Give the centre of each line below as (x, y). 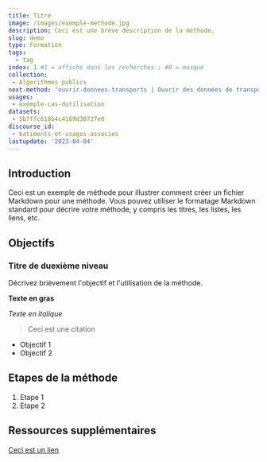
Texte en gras (31, 298)
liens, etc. (24, 218)
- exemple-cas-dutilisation (58, 104)
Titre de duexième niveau (58, 266)
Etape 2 (32, 406)
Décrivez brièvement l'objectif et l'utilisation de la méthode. (105, 283)
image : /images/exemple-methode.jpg (69, 23)
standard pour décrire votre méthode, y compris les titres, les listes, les (125, 210)
